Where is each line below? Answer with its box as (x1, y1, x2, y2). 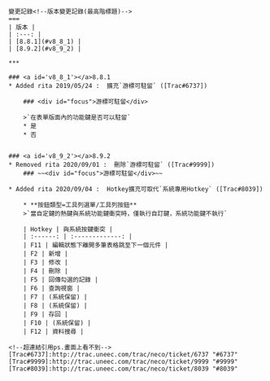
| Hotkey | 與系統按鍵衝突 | (23, 226, 113, 234)
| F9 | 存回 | (23, 310, 68, 318)
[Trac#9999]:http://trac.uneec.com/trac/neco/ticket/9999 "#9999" (8, 357, 238, 366)
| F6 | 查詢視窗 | (23, 284, 81, 292)
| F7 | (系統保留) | (23, 293, 88, 301)
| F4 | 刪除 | (23, 267, 68, 275)
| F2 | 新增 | (23, 250, 68, 258)
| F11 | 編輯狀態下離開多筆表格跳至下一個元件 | (23, 241, 169, 249)
